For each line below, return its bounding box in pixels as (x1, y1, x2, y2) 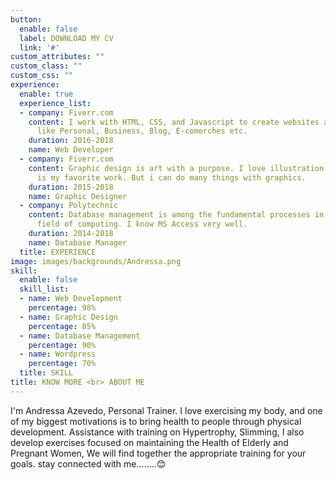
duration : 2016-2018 (28, 136, 114, 146)
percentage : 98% (28, 303, 97, 313)
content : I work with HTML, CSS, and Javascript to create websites (28, 117, 320, 127)
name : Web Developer (28, 145, 114, 155)
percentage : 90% (28, 340, 97, 350)
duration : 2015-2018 (28, 182, 114, 192)
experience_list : (19, 98, 92, 108)
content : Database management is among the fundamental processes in (28, 210, 325, 220)
